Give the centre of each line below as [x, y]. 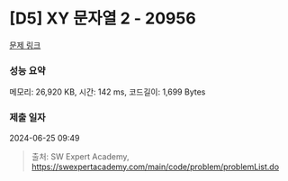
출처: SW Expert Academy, [80, 156]
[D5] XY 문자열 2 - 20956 [103, 18]
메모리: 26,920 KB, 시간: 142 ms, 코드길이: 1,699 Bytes [108, 92]
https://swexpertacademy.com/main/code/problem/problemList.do [155, 167]
